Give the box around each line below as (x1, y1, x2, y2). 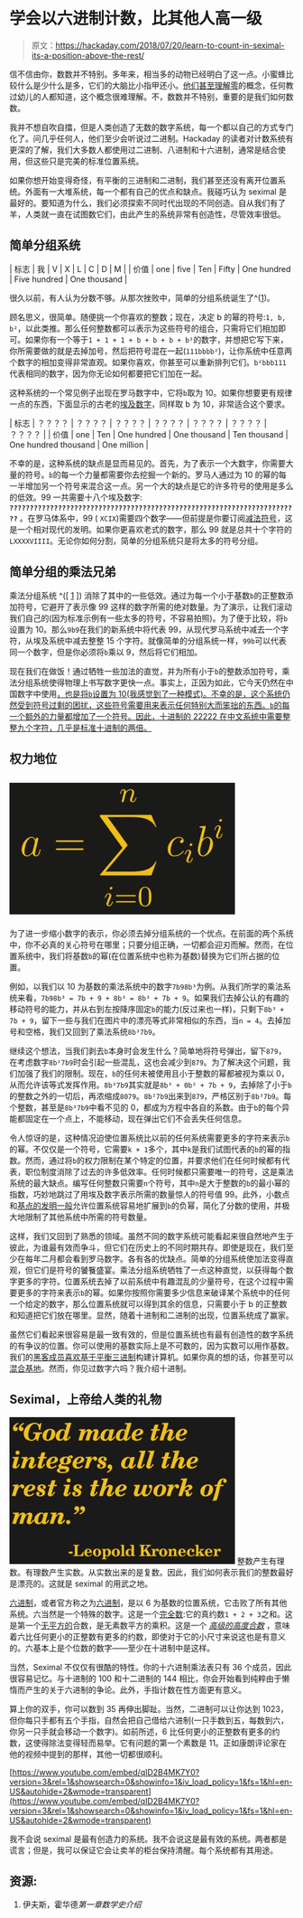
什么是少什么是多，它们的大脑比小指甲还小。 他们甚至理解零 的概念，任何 (16, 80, 286, 90)
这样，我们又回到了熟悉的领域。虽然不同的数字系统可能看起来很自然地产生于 (9, 1230, 294, 1241)
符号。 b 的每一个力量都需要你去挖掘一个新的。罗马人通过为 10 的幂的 (24, 469, 280, 480)
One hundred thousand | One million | (9, 439, 149, 450)
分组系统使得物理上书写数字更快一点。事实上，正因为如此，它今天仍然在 (16, 677, 286, 688)
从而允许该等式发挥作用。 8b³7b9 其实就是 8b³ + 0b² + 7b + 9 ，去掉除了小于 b (9, 1079, 292, 1090)
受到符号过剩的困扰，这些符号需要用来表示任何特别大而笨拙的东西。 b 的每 (16, 700, 290, 710)
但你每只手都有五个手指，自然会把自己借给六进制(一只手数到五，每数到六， (9, 1715, 289, 1725)
